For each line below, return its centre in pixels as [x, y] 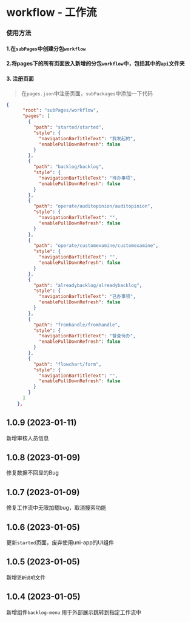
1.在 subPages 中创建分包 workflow [46, 49]
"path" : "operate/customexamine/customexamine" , [96, 246]
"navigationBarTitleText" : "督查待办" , [87, 336]
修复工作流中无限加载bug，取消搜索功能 [56, 508]
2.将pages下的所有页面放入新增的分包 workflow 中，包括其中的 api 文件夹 [95, 64]
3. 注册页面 [20, 78]
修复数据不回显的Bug [33, 473]
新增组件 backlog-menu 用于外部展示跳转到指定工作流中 [74, 612]
